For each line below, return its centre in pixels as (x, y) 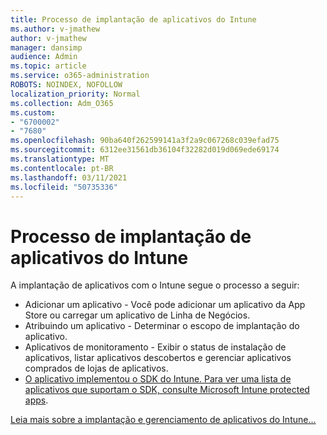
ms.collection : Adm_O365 (62, 103)
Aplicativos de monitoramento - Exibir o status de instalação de (155, 347)
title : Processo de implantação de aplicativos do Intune (133, 19)
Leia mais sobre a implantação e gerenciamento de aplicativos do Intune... (163, 420)
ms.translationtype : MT (60, 159)
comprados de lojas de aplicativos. (96, 368)
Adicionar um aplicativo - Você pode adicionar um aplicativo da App (165, 305)
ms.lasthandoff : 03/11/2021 (69, 177)
